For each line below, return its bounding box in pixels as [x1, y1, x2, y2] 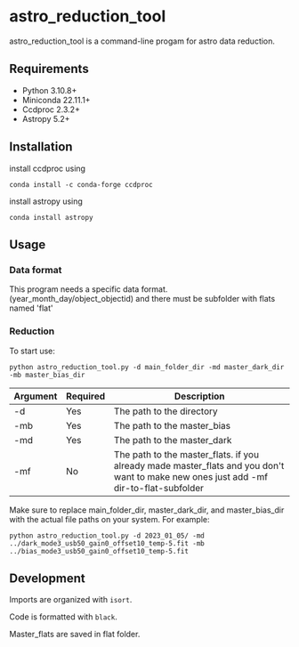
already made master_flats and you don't [114, 459, 285, 472]
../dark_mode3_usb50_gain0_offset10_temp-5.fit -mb [9, 538, 205, 548]
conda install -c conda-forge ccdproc [9, 180, 153, 189]
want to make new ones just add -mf [114, 470, 269, 482]
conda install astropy [9, 213, 93, 222]
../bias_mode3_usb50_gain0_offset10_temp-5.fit [9, 546, 190, 555]
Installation [9, 140, 73, 155]
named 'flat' [9, 303, 53, 313]
